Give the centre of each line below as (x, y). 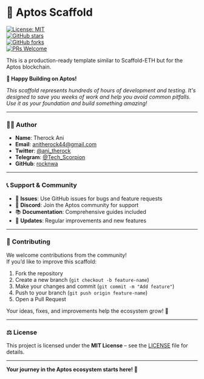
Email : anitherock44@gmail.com (56, 145)
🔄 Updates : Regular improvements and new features (81, 220)
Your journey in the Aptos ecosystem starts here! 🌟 (72, 369)
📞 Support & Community (42, 185)
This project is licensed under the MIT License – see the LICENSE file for (97, 346)
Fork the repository (39, 273)
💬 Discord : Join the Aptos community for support (77, 205)
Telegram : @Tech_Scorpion (50, 157)
